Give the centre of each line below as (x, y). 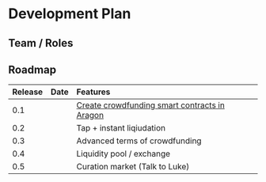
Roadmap (32, 69)
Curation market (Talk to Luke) (133, 167)
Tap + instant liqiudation (121, 128)
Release (28, 92)
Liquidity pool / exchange (123, 154)
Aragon (90, 116)
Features (93, 92)
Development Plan (70, 14)
